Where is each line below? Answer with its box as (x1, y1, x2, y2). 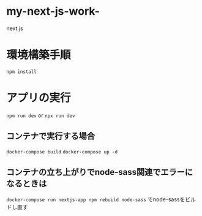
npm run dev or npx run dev (6, 112, 75, 119)
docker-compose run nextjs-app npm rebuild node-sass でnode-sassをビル (6, 196, 196, 203)
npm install (6, 69, 37, 75)
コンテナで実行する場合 (6, 131, 95, 142)
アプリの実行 (6, 91, 72, 105)
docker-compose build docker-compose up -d (6, 148, 118, 155)
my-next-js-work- (6, 4, 100, 18)
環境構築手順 (6, 48, 72, 62)
